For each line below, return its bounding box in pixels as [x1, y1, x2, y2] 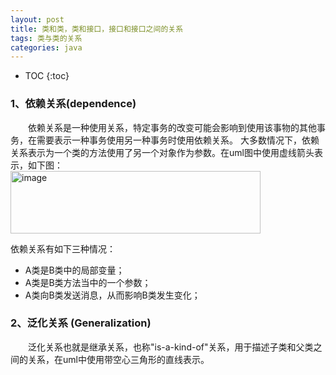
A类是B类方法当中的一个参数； [24, 276, 152, 288]
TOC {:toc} [24, 70, 70, 82]
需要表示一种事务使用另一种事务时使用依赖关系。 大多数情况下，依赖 [36, 134, 320, 146]
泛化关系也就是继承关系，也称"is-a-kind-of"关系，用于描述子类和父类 [27, 341, 314, 353]
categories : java [10, 42, 83, 53]
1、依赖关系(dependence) [10, 97, 137, 111]
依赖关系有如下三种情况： [10, 242, 116, 255]
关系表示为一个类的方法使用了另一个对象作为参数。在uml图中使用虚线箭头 [10, 146, 315, 158]
